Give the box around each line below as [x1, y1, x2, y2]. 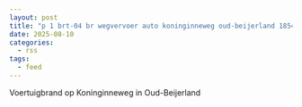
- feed [17, 63, 42, 72]
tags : [9, 54, 30, 63]
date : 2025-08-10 [9, 29, 75, 38]
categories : [9, 37, 54, 47]
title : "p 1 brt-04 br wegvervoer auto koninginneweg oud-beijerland [9, 21, 276, 30]
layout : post [9, 12, 58, 22]
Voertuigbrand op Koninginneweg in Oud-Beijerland [9, 86, 201, 98]
